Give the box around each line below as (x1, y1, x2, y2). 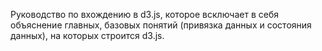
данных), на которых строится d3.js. (10, 30, 165, 41)
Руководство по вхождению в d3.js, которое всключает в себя (10, 9, 279, 20)
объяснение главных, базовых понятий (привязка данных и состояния (10, 19, 312, 31)
